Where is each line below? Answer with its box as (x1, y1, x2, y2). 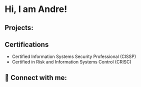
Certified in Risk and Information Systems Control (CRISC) (11, 59, 132, 65)
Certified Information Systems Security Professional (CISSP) (11, 53, 136, 59)
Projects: (4, 23, 33, 32)
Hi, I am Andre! (4, 3, 67, 15)
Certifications (4, 40, 49, 48)
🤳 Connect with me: (4, 73, 67, 82)
